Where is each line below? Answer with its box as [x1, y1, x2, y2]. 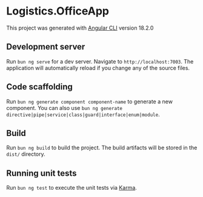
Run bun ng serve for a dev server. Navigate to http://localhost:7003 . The [6, 57, 194, 65]
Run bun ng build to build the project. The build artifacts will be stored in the [6, 144, 198, 152]
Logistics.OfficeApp [6, 4, 110, 18]
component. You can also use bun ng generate [6, 104, 123, 111]
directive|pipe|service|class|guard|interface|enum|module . [6, 111, 160, 118]
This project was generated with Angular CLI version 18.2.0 [6, 24, 154, 31]
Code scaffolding [6, 82, 73, 92]
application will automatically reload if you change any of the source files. [6, 64, 190, 71]
